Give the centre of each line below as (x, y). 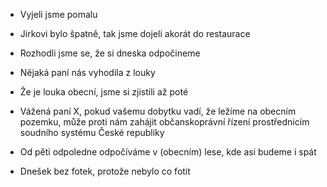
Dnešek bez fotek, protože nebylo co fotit (105, 171)
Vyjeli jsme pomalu (58, 14)
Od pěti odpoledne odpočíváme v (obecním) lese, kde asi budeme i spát (168, 152)
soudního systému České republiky (92, 132)
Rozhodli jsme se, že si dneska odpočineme (110, 53)
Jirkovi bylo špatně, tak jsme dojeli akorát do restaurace (135, 33)
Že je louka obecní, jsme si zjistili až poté (104, 92)
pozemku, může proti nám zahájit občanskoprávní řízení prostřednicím (164, 122)
